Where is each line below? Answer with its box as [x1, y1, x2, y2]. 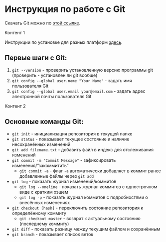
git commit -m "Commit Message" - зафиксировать [11, 157, 116, 163]
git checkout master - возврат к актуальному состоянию [19, 215, 141, 221]
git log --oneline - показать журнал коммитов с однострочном [19, 183, 158, 190]
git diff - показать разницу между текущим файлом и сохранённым [11, 226, 161, 232]
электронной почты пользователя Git [11, 93, 92, 99]
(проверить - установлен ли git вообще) [11, 72, 98, 78]
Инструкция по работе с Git [4, 3, 126, 15]
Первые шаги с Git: [4, 54, 67, 62]
